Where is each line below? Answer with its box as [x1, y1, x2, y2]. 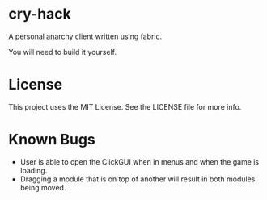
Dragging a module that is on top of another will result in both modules [19, 174, 256, 184]
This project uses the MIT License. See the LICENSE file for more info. [8, 102, 242, 111]
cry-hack [8, 5, 71, 23]
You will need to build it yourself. [8, 47, 117, 56]
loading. [19, 165, 48, 175]
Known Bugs [8, 131, 95, 149]
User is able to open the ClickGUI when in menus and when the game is [19, 156, 260, 166]
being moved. [19, 182, 66, 192]
